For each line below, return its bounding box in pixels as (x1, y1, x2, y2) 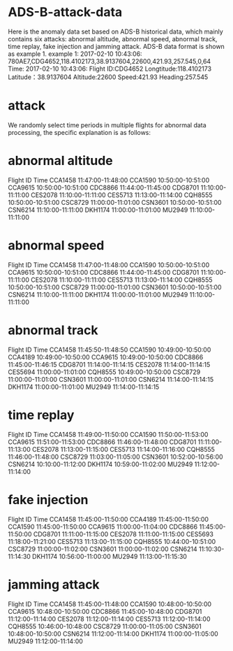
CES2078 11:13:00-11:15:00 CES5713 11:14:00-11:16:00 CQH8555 (31, 445, 216, 453)
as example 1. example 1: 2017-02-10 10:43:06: (8, 50, 142, 58)
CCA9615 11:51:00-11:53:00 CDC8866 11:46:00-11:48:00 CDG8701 (8, 438, 197, 446)
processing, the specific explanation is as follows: (8, 128, 151, 136)
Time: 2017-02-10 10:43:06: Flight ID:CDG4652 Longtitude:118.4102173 (8, 64, 212, 73)
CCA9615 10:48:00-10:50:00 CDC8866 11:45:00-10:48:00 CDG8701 (8, 607, 202, 615)
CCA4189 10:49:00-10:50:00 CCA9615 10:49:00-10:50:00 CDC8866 (8, 352, 204, 361)
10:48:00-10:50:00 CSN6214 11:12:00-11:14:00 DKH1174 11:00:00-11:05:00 (8, 629, 218, 638)
